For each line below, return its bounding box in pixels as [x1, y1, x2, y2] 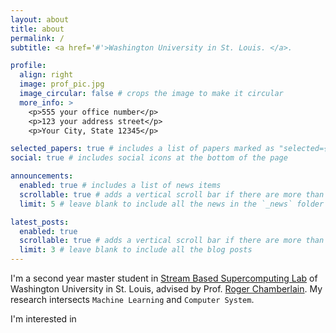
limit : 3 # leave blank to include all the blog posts [19, 245, 253, 255]
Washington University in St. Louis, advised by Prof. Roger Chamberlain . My [10, 283, 323, 295]
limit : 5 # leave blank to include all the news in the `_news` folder [19, 199, 325, 209]
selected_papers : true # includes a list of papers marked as [10, 144, 275, 154]
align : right [19, 70, 74, 80]
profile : [10, 61, 47, 71]
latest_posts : [10, 217, 70, 227]
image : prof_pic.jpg [19, 79, 105, 90]
